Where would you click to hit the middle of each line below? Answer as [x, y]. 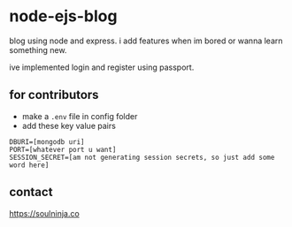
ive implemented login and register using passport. [102, 67]
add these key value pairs [69, 125]
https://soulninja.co [44, 213]
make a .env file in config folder [80, 116]
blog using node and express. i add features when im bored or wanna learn [146, 41]
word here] [29, 165]
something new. [38, 49]
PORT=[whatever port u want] [63, 149]
